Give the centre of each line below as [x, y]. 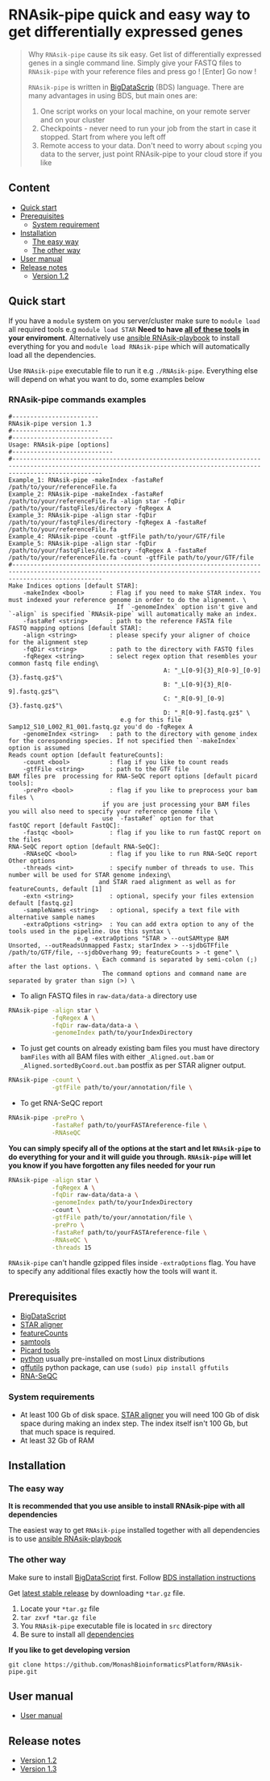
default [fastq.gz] [41, 903]
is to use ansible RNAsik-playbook [65, 1539]
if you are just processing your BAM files [176, 804]
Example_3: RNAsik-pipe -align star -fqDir [83, 515]
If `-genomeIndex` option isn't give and [187, 607]
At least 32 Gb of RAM [57, 1440]
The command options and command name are [174, 974]
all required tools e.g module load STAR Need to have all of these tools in [129, 329]
